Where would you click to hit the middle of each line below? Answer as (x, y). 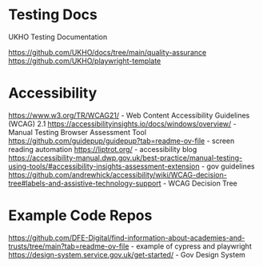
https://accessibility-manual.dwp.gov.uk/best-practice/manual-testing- (126, 157)
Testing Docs (53, 15)
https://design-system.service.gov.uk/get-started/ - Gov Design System (127, 254)
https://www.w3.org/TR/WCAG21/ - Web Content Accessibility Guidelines (129, 115)
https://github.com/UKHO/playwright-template (85, 61)
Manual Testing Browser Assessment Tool (77, 132)
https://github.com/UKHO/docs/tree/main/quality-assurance (108, 52)
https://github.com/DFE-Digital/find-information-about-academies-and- (127, 237)
